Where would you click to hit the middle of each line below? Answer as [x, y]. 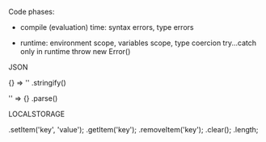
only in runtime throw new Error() [75, 51]
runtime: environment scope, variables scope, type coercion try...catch [138, 43]
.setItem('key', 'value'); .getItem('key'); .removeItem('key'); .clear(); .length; [133, 129]
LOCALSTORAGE [37, 114]
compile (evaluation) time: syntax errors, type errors [107, 27]
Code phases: [32, 12]
